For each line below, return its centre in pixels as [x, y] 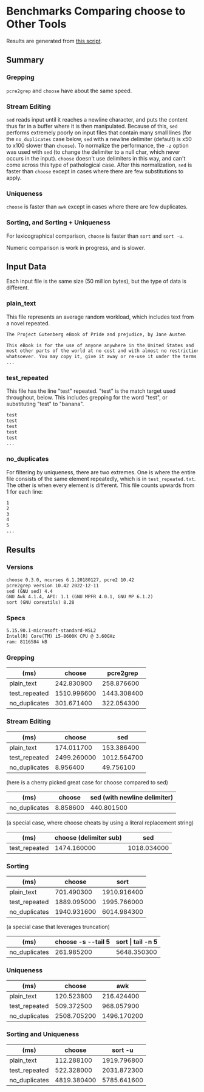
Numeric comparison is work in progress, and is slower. [76, 247]
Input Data [26, 267]
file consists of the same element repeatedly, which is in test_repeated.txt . [101, 479]
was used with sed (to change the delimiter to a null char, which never [93, 152]
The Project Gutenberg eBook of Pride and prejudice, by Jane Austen [96, 334]
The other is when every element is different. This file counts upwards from [100, 485]
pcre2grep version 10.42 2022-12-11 [53, 586]
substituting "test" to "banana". [45, 404]
